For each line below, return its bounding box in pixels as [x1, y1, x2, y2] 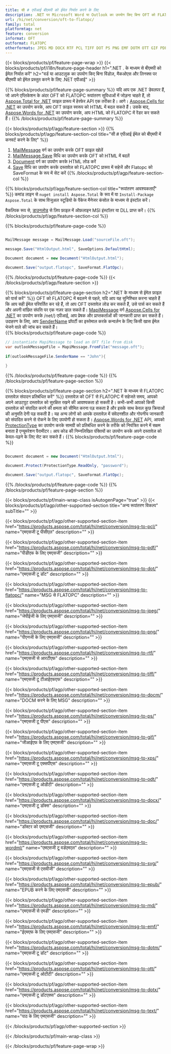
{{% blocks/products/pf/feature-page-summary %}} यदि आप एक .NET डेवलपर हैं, [5, 86, 165, 92]
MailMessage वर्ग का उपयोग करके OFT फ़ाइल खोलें [12, 146, 103, 153]
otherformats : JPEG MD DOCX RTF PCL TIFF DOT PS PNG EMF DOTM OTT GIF [5, 45, 158, 51]
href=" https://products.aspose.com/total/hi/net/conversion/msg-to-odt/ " [5, 776, 159, 782]
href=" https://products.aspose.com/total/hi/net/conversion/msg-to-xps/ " [5, 755, 159, 761]
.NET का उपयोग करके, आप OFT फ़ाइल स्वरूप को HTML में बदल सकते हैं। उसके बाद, [5, 104, 150, 110]
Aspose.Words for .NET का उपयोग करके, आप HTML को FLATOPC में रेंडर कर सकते [5, 109, 160, 115]
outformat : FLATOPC [5, 41, 47, 46]
